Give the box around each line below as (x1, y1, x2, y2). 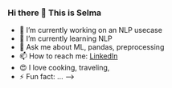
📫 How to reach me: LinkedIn (18, 51, 118, 61)
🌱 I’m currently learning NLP (18, 34, 113, 43)
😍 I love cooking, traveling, (18, 63, 110, 73)
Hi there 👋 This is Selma (7, 7, 102, 18)
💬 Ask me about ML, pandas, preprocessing (18, 42, 165, 52)
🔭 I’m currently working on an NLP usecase (18, 26, 162, 35)
